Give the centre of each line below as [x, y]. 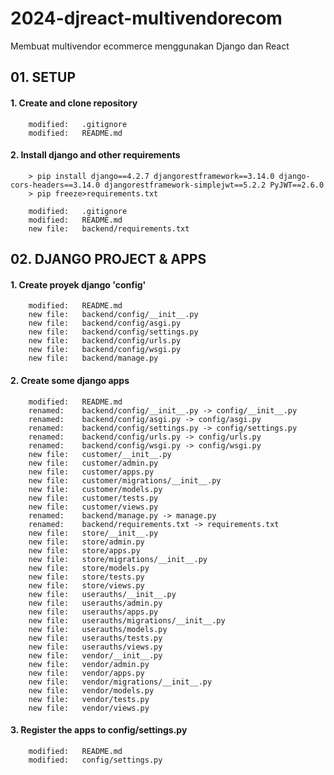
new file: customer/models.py [95, 489]
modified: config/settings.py [95, 760]
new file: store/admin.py [86, 542]
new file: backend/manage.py [93, 358]
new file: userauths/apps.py [93, 612]
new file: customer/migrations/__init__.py [125, 480]
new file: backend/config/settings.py [113, 332]
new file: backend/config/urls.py [105, 341]
